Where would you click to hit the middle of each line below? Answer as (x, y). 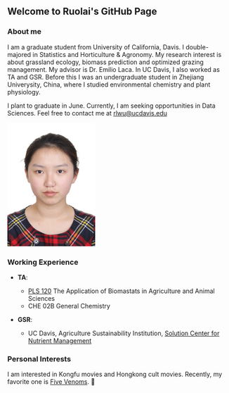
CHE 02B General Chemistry (69, 306)
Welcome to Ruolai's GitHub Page (82, 12)
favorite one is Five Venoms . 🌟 (51, 382)
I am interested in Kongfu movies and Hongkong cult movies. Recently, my (115, 374)
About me (25, 32)
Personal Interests (39, 358)
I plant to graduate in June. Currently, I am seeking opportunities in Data (111, 106)
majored (19, 54)
